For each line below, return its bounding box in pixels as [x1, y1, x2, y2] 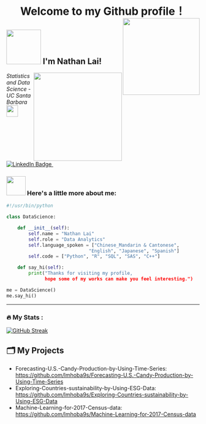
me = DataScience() [6, 287, 56, 293]
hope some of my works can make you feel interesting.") [45, 276, 193, 282]
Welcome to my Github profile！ [20, 4, 186, 18]
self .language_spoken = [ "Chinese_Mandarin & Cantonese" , [28, 242, 180, 248]
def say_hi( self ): [17, 264, 64, 271]
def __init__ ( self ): [17, 225, 70, 231]
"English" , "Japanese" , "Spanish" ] [88, 248, 180, 254]
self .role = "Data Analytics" [28, 236, 105, 242]
